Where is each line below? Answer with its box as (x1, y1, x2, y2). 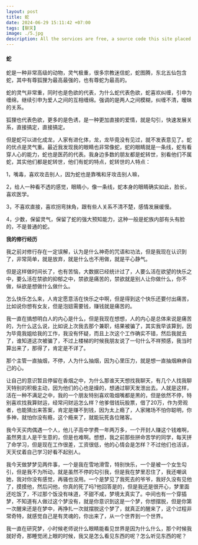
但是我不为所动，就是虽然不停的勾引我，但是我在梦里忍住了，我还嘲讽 (16, 468, 187, 475)
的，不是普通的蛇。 (6, 223, 53, 230)
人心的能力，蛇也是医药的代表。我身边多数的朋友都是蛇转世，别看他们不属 (11, 151, 192, 158)
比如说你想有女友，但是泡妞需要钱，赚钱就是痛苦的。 (6, 303, 136, 310)
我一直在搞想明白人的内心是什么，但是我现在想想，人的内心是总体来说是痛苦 (6, 315, 192, 322)
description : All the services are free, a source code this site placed (6, 36, 192, 42)
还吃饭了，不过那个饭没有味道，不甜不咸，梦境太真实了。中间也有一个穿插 (6, 490, 187, 498)
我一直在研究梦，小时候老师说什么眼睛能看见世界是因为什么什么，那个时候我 (6, 525, 192, 532)
